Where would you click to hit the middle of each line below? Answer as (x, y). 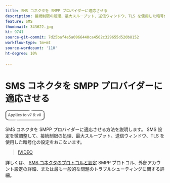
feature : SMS (19, 21)
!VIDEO (25, 152)
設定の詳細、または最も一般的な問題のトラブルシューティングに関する (87, 169)
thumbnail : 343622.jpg (29, 27)
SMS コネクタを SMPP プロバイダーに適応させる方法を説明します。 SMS (81, 129)
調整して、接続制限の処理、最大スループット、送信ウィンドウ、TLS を (92, 136)
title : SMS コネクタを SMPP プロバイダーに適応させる (56, 11)
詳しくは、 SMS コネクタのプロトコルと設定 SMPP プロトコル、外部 (76, 163)
